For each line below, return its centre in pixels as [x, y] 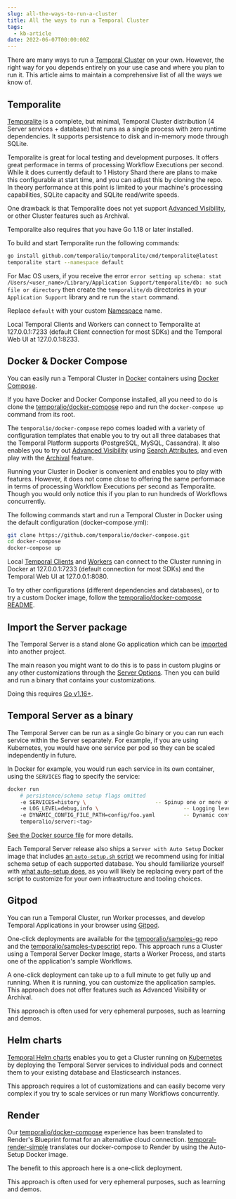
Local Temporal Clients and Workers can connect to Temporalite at [104, 324]
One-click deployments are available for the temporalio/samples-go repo [113, 938]
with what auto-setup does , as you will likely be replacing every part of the [115, 871]
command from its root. [41, 414]
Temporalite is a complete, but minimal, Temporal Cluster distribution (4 [111, 121]
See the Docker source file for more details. [70, 835]
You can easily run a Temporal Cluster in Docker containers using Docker [113, 378]
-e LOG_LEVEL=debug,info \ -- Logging [118, 809]
